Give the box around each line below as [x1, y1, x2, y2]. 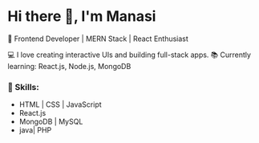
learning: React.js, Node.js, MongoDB [7, 61, 132, 71]
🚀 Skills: [7, 81, 39, 92]
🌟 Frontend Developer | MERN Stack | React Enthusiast [7, 34, 189, 43]
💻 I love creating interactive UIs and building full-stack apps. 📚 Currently [7, 50, 252, 59]
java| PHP [18, 125, 52, 135]
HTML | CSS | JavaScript [18, 100, 102, 109]
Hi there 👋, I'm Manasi [7, 7, 156, 26]
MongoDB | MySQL [18, 116, 83, 127]
